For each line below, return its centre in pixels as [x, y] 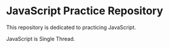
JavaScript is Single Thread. [41, 39]
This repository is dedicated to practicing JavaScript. [71, 27]
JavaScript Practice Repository [85, 11]
